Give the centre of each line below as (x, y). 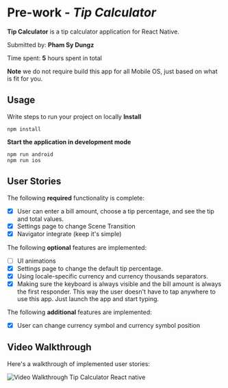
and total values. (40, 219)
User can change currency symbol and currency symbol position (109, 325)
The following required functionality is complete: (76, 198)
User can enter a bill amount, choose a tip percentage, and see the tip (115, 211)
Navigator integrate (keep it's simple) (69, 233)
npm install (24, 129)
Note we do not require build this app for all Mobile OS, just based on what (112, 71)
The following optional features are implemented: (77, 247)
